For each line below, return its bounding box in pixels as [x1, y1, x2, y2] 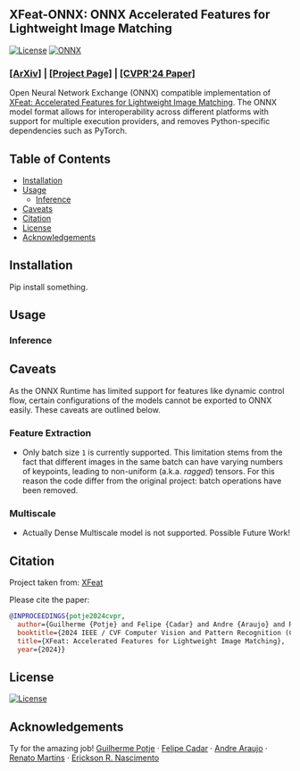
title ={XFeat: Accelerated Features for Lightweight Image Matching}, [17, 636, 286, 646]
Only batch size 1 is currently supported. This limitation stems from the [21, 447, 283, 458]
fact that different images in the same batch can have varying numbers [21, 457, 284, 467]
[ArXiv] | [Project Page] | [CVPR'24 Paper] [9, 67, 196, 80]
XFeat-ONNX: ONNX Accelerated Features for [9, 7, 271, 22]
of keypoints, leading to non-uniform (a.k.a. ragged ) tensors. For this [21, 466, 275, 477]
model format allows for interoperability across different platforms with [9, 106, 270, 117]
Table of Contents [9, 151, 112, 166]
